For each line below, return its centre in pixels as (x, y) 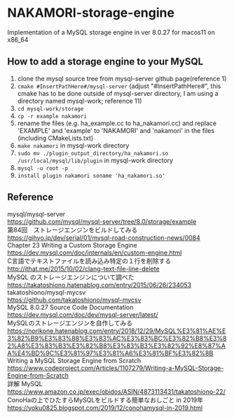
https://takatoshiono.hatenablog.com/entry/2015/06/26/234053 (99, 285)
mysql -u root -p (43, 168)
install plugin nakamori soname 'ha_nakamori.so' (91, 176)
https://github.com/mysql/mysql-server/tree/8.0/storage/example (102, 221)
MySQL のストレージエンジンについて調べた (71, 277)
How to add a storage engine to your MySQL (105, 62)
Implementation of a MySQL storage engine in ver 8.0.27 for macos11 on (111, 32)
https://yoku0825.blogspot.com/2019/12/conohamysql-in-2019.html (105, 408)
